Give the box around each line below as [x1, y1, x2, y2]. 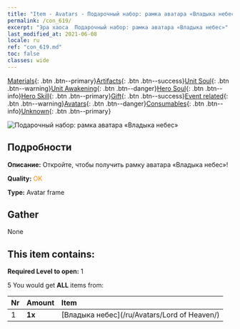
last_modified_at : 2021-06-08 [7, 30, 98, 38]
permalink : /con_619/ [7, 17, 72, 24]
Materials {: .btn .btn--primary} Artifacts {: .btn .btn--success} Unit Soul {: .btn [7, 76, 230, 85]
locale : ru [7, 37, 40, 44]
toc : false [7, 51, 40, 58]
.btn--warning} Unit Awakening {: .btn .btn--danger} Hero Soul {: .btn [7, 83, 204, 93]
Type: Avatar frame [7, 188, 65, 196]
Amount [26, 298, 55, 308]
